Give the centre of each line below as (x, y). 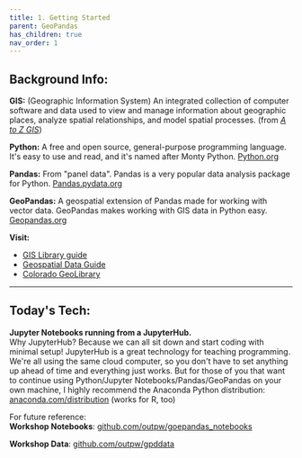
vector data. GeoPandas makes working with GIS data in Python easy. (138, 211)
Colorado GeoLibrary (61, 274)
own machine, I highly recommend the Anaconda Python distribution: (138, 390)
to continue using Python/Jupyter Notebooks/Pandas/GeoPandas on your (146, 380)
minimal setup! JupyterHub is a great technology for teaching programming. (150, 351)
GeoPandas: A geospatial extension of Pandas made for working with (138, 201)
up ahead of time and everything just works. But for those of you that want (147, 371)
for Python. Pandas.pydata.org (66, 184)
